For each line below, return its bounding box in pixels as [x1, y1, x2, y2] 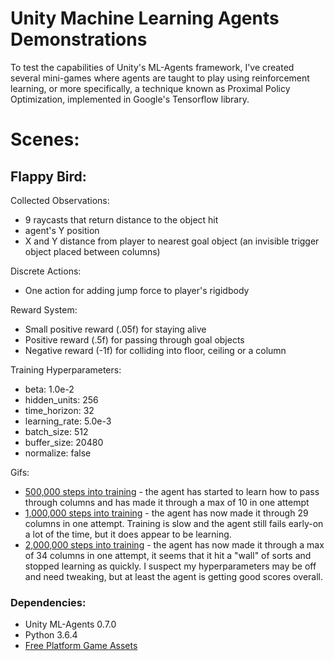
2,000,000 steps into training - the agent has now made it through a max [24, 538, 325, 551]
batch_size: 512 [24, 425, 89, 437]
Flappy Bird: [10, 168, 87, 185]
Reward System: [10, 303, 78, 316]
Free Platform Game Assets [24, 640, 138, 652]
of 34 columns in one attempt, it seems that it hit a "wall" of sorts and [24, 549, 312, 561]
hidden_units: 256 [24, 393, 99, 406]
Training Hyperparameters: [10, 363, 122, 376]
